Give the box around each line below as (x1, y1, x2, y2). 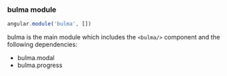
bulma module (7, 5, 57, 15)
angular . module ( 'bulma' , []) (7, 21, 92, 28)
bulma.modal (17, 54, 55, 62)
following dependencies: (7, 40, 78, 49)
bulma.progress (17, 61, 62, 70)
